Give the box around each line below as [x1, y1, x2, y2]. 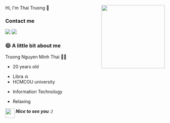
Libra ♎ [12, 73, 29, 79]
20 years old [12, 63, 39, 69]
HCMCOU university [12, 78, 55, 85]
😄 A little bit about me [5, 42, 61, 49]
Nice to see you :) [16, 108, 53, 114]
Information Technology [12, 89, 63, 95]
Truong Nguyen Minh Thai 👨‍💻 [5, 54, 67, 60]
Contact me [5, 17, 35, 24]
